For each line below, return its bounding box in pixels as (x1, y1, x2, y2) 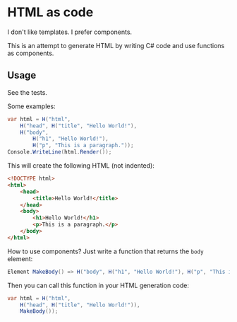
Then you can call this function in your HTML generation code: (7, 281, 189, 289)
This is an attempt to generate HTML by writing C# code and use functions (7, 41, 225, 50)
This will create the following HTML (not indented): (7, 161, 155, 170)
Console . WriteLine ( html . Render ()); (7, 149, 112, 156)
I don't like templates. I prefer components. (7, 28, 133, 36)
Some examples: (7, 102, 56, 110)
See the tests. (7, 88, 48, 96)
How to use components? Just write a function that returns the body (7, 247, 204, 255)
